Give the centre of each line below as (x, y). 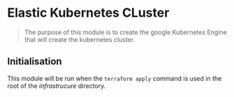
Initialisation (35, 62)
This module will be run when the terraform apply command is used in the (115, 78)
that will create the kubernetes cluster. (79, 39)
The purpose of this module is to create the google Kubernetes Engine (125, 32)
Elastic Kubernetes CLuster (88, 13)
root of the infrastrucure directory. (57, 86)
